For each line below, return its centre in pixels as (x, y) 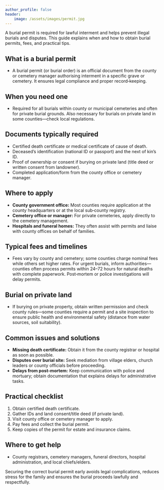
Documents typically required (52, 134)
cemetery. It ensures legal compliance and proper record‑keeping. (79, 81)
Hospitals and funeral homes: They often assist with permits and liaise (84, 226)
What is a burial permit (41, 59)
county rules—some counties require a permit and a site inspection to (83, 312)
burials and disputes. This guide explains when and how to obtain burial (78, 38)
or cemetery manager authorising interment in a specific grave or (79, 76)
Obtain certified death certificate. (46, 408)
